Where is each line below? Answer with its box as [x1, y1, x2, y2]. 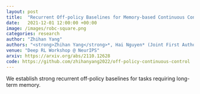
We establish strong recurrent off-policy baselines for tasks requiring [6, 75, 176, 82]
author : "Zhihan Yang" [6, 36, 62, 42]
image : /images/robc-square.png [6, 25, 86, 32]
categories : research [6, 31, 60, 37]
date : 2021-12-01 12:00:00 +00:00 [6, 20, 97, 26]
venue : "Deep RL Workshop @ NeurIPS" [6, 48, 100, 54]
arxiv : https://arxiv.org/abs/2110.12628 [6, 53, 111, 59]
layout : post [6, 8, 39, 15]
